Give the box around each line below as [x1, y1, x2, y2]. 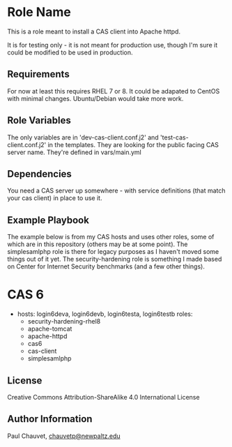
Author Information [7, 413, 93, 425]
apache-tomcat [27, 325, 72, 333]
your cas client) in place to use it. [7, 194, 102, 202]
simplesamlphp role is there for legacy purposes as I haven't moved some [7, 248, 219, 256]
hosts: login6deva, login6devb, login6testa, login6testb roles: [17, 310, 193, 318]
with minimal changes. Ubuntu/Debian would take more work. [7, 94, 184, 103]
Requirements [7, 68, 70, 80]
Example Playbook [7, 214, 89, 226]
